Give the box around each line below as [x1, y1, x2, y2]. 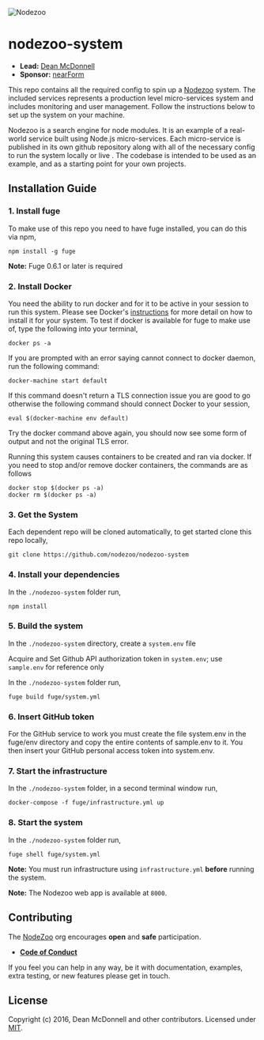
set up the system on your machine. [8, 110, 125, 119]
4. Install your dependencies [8, 569, 120, 580]
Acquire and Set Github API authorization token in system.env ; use [8, 654, 223, 663]
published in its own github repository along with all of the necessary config [8, 142, 255, 152]
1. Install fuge [8, 205, 61, 217]
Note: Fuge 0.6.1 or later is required [8, 261, 123, 270]
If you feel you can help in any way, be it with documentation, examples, [8, 963, 243, 972]
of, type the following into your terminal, [8, 324, 138, 333]
